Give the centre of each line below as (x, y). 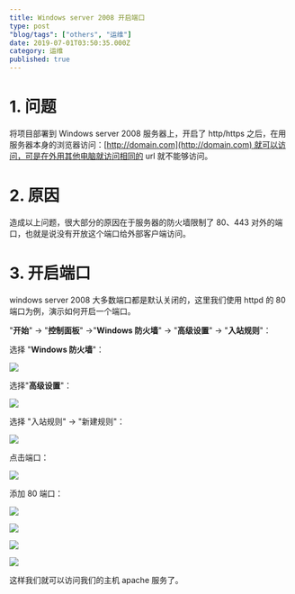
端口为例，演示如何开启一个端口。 (72, 310)
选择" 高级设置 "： (41, 385)
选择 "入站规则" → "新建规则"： (67, 421)
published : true (40, 59)
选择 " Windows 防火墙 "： (57, 349)
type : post (30, 26)
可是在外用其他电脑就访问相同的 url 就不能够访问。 (119, 156)
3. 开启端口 (50, 273)
